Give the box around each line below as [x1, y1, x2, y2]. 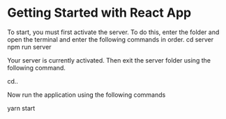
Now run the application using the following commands [7, 90, 166, 99]
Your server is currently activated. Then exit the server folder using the [7, 56, 211, 64]
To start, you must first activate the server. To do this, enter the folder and [7, 28, 220, 36]
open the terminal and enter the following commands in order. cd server [7, 35, 214, 43]
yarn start [7, 104, 36, 112]
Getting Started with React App [7, 5, 192, 21]
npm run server [7, 42, 52, 51]
